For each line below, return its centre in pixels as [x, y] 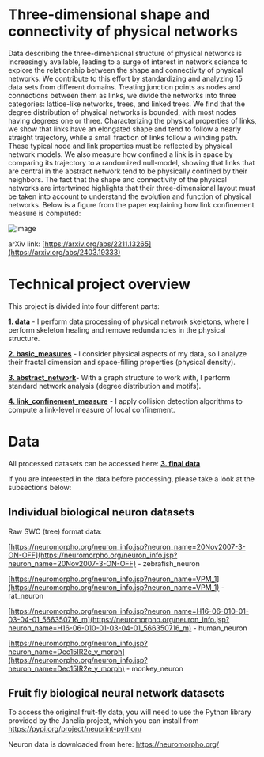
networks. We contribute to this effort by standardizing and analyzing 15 [125, 78]
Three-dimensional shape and [109, 15]
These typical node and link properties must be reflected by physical [120, 146]
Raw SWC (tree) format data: [55, 531]
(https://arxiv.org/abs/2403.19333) [64, 252]
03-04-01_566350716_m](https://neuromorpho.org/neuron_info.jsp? [119, 619]
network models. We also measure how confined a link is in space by [121, 154]
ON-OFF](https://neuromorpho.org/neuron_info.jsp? [93, 555]
